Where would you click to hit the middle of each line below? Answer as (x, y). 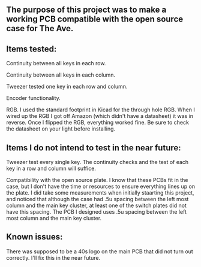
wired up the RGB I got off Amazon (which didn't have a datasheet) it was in (100, 116)
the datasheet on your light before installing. (61, 129)
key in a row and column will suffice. (51, 169)
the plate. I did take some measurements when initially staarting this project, (100, 193)
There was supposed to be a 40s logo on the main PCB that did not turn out (100, 251)
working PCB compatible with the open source (95, 19)
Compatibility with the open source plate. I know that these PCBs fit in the (97, 180)
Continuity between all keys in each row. (56, 63)
